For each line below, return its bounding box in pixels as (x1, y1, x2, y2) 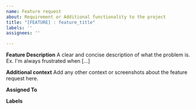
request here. (6, 75, 39, 82)
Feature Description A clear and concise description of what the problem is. (6, 51, 190, 58)
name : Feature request (6, 8, 61, 15)
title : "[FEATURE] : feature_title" (6, 19, 95, 25)
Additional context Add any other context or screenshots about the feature (6, 69, 188, 76)
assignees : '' (6, 30, 41, 36)
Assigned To (6, 86, 37, 93)
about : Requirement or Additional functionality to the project (6, 14, 166, 20)
